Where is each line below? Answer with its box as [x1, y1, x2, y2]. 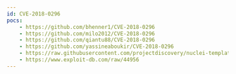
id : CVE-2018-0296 [6, 10, 61, 18]
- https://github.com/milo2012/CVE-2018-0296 [19, 30, 156, 37]
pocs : [6, 17, 23, 24]
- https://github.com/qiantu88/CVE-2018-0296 [19, 37, 156, 44]
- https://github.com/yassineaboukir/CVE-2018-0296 [19, 43, 174, 50]
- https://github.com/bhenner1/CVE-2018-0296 [19, 23, 156, 30]
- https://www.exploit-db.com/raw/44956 [19, 56, 139, 63]
